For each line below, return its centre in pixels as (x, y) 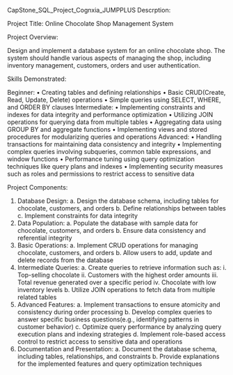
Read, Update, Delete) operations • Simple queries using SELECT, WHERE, (114, 100)
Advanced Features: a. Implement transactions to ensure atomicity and (119, 305)
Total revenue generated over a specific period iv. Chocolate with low (117, 282)
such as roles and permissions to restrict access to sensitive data (101, 174)
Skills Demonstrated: (37, 79)
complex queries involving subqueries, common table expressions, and (109, 152)
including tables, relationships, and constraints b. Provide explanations (118, 356)
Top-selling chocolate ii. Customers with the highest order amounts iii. (118, 275)
